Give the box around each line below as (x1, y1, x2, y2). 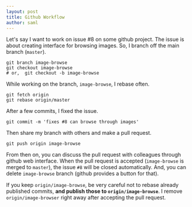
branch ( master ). (6, 48, 46, 56)
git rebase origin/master (6, 97, 70, 103)
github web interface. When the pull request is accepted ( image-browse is (6, 157, 184, 164)
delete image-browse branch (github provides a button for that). (6, 170, 159, 177)
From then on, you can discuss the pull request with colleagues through (6, 151, 181, 159)
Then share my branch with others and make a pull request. (6, 130, 152, 137)
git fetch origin (6, 92, 49, 98)
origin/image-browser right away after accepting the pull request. (6, 194, 166, 201)
